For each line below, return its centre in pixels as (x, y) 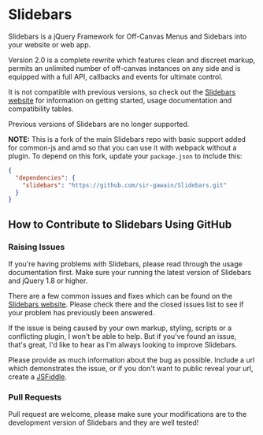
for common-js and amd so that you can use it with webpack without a (122, 147)
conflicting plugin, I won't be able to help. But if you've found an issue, (122, 336)
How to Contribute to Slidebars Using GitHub (120, 224)
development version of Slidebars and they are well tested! (104, 422)
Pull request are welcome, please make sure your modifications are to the (128, 415)
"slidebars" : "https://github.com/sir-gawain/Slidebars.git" (124, 185)
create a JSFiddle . (37, 377)
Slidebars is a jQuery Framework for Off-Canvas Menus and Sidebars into (128, 36)
